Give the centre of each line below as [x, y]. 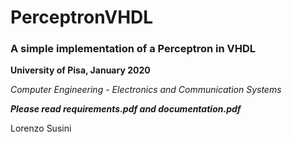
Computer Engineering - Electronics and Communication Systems [146, 90]
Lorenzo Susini [41, 128]
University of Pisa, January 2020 [80, 70]
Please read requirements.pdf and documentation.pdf [126, 109]
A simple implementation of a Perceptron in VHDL [133, 49]
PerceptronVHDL [82, 17]
